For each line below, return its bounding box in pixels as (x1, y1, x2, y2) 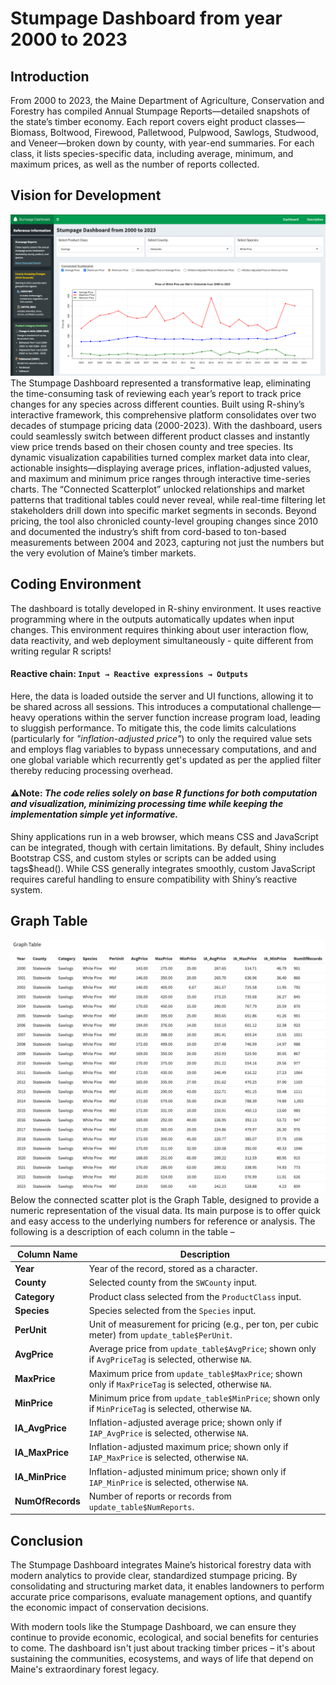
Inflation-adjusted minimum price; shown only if (88, 1465, 287, 1477)
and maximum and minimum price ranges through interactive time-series (10, 472, 311, 484)
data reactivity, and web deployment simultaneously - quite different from (10, 634, 314, 646)
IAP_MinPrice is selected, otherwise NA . (88, 1476, 249, 1488)
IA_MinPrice (14, 1471, 67, 1483)
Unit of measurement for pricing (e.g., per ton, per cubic (88, 1318, 320, 1331)
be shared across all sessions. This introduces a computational (10, 700, 270, 712)
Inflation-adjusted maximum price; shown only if (88, 1441, 289, 1453)
